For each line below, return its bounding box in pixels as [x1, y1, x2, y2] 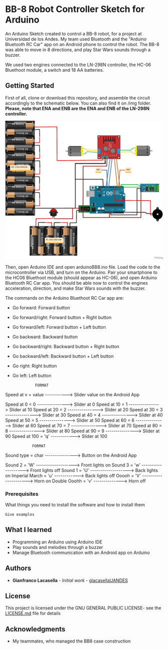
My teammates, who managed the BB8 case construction [12, 638, 131, 644]
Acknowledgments [5, 624, 66, 633]
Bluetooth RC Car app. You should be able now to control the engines [5, 280, 148, 286]
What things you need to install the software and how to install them [5, 502, 145, 508]
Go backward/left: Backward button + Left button [12, 353, 114, 359]
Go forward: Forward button [12, 304, 70, 311]
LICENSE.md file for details [5, 610, 61, 616]
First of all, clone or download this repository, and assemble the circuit [5, 95, 150, 101]
